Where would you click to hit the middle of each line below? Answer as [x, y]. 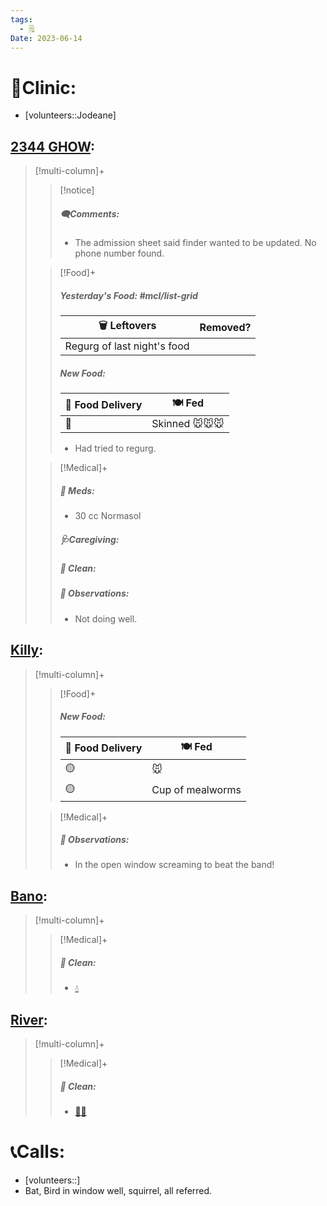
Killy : [27, 650]
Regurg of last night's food [127, 346]
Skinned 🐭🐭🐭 [188, 424]
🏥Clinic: [43, 87]
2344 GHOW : [53, 146]
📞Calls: [37, 1152]
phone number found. [119, 253]
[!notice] [77, 190]
